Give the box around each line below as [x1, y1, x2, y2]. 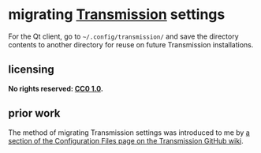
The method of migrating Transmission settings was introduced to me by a [8, 128, 250, 137]
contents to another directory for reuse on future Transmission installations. [8, 39, 254, 49]
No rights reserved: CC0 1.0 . [8, 84, 104, 93]
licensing [8, 63, 55, 76]
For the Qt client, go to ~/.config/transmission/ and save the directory [8, 32, 239, 41]
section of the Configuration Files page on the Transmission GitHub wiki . [8, 136, 244, 145]
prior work [8, 106, 61, 120]
